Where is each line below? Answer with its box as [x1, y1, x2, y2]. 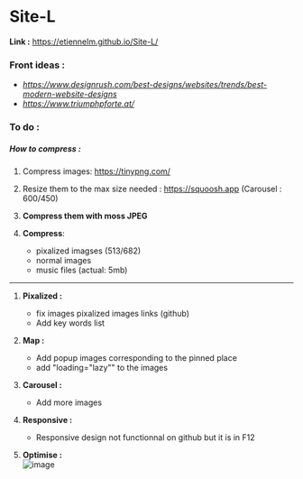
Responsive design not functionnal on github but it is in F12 [35, 432, 255, 443]
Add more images [35, 397, 102, 408]
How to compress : [9, 143, 81, 154]
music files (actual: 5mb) [35, 264, 128, 276]
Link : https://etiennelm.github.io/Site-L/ [9, 36, 159, 47]
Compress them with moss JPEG [22, 210, 148, 222]
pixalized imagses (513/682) [35, 245, 142, 256]
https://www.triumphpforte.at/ [22, 98, 135, 109]
